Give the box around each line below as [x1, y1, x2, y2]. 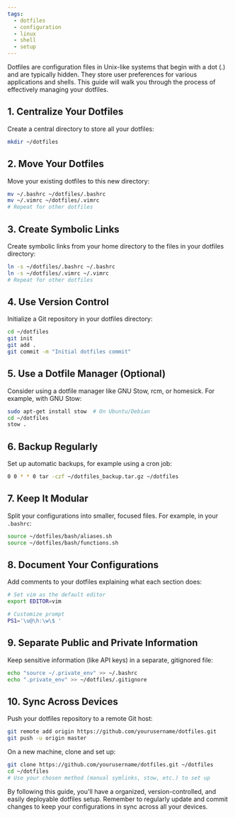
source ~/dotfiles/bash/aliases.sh [7, 533, 113, 540]
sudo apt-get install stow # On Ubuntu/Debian [7, 408, 151, 415]
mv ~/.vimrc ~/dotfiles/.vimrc [7, 197, 100, 204]
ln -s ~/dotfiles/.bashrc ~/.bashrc [7, 263, 115, 270]
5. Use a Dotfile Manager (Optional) [7, 368, 166, 380]
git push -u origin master [7, 734, 87, 742]
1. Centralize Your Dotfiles [7, 106, 124, 118]
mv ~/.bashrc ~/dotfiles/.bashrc [7, 191, 106, 198]
